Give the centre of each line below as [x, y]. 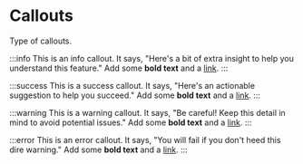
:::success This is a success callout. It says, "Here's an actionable [132, 85]
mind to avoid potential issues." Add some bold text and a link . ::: [131, 122]
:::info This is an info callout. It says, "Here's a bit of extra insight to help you [152, 58]
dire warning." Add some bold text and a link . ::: [98, 150]
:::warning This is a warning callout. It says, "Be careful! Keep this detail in [147, 112]
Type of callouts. [41, 41]
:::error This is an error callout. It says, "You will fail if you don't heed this [145, 140]
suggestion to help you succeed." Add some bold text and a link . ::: [135, 95]
